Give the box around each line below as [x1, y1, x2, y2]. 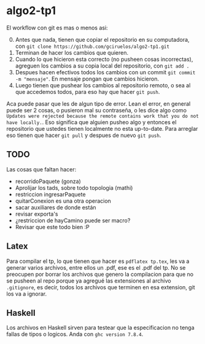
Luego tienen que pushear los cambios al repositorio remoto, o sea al [15, 81, 191, 89]
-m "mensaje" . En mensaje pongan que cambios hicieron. [15, 75, 160, 82]
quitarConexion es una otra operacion [15, 197, 112, 205]
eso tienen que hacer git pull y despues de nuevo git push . [6, 131, 161, 139]
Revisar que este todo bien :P [15, 223, 90, 230]
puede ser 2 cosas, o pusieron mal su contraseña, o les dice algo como [6, 106, 187, 114]
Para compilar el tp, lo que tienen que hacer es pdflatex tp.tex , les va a [6, 257, 190, 265]
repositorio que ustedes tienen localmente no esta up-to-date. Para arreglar [6, 125, 198, 132]
